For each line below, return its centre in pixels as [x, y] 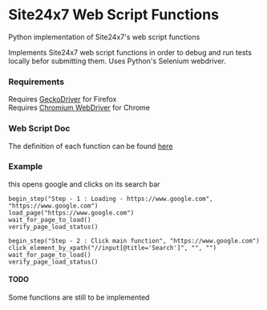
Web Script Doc [39, 128]
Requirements [36, 82]
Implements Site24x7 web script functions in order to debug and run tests [130, 52]
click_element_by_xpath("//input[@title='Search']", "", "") [113, 248]
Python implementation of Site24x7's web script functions [104, 37]
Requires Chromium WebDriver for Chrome [79, 108]
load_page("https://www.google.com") [71, 213]
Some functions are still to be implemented [79, 297]
